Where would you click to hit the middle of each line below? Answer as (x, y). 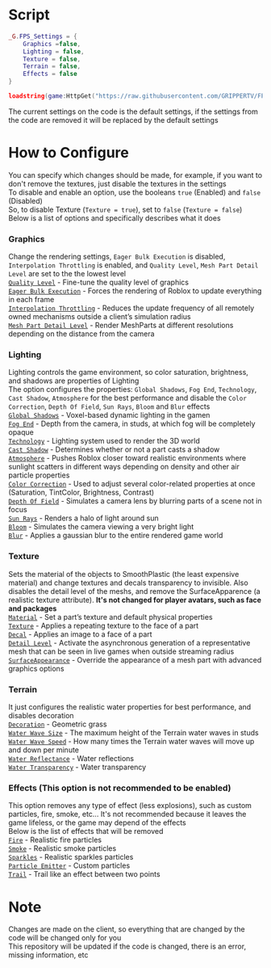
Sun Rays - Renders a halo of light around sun (83, 518)
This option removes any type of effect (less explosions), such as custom (130, 806)
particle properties (39, 475)
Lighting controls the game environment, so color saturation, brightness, (128, 372)
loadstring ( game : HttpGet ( (52, 96)
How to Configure (69, 153)
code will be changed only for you (65, 938)
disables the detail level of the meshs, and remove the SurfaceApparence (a (134, 591)
